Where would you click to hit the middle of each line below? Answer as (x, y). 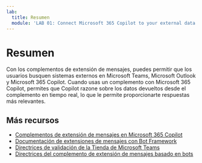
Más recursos (33, 120)
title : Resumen (31, 17)
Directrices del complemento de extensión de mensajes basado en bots (104, 154)
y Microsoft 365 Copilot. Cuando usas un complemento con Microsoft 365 (99, 82)
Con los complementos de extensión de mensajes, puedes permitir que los (99, 69)
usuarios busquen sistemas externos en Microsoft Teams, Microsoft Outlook (101, 76)
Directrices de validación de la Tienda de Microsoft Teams (87, 147)
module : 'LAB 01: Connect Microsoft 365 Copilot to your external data (104, 23)
